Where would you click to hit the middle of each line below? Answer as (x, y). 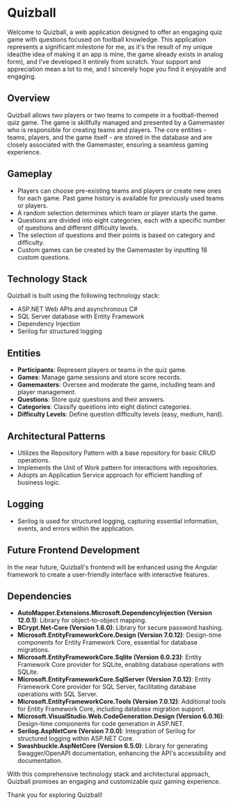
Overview (29, 98)
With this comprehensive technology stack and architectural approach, (109, 774)
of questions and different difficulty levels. (78, 227)
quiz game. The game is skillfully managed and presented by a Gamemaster (116, 122)
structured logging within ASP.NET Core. (75, 739)
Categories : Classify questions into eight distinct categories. (104, 407)
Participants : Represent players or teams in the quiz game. (102, 370)
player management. (47, 392)
